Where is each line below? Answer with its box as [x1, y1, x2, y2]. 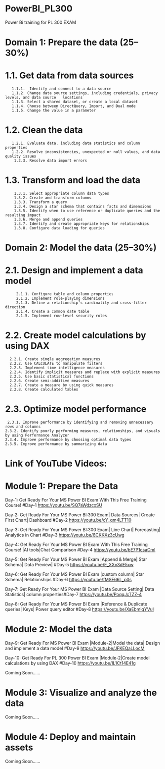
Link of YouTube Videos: [5, 458, 107, 469]
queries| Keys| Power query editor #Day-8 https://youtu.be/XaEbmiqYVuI [5, 606, 154, 612]
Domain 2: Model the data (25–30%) [5, 242, 157, 253]
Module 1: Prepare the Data [5, 481, 119, 492]
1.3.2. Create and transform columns [14, 195, 92, 200]
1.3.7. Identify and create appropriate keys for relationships [14, 221, 149, 226]
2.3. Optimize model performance [5, 403, 147, 415]
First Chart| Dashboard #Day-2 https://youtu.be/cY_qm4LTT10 [5, 517, 132, 523]
